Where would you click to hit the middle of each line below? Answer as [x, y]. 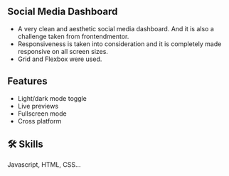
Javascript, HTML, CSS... [44, 165]
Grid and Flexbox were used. [60, 59]
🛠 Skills [26, 144]
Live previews [38, 106]
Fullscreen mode [42, 114]
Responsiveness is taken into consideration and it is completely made [119, 44]
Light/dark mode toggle [52, 98]
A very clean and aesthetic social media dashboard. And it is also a [116, 28]
